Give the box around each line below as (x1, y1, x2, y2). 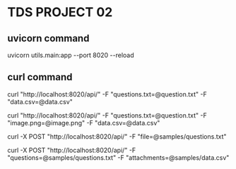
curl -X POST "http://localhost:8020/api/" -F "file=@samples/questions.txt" (7, 132, 228, 141)
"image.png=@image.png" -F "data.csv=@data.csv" (7, 118, 160, 127)
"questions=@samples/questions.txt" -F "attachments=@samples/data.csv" (7, 153, 230, 162)
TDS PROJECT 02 (7, 4, 113, 20)
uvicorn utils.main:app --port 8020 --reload (7, 51, 134, 59)
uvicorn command (7, 32, 90, 44)
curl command (7, 71, 73, 83)
